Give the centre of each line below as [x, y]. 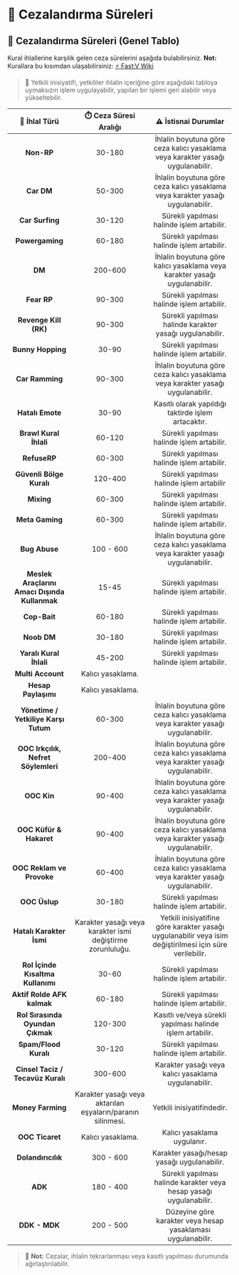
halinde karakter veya [190, 1182]
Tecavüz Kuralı [39, 1078]
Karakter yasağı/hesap [190, 1153]
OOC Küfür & [39, 830]
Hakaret [39, 838]
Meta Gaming [39, 520]
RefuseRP [39, 458]
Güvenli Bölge [39, 474]
